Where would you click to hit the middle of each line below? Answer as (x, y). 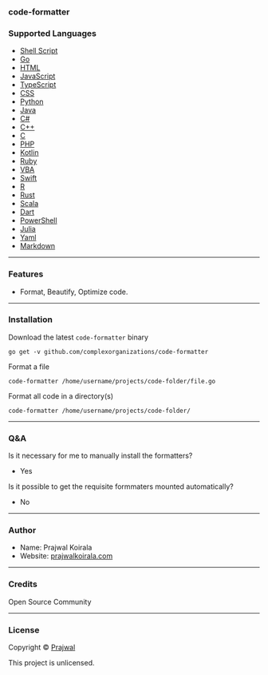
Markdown (37, 246)
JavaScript (37, 76)
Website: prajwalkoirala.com (66, 556)
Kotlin (29, 153)
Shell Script (39, 51)
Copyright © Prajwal (42, 647)
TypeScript (38, 85)
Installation (31, 320)
